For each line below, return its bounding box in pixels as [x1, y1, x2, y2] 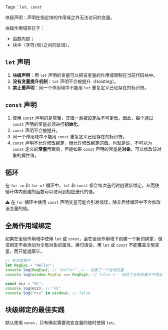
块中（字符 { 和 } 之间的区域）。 [12, 42, 72, 48]
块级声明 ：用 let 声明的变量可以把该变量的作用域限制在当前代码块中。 [12, 72, 158, 78]
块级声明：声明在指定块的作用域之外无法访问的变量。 [5, 14, 115, 20]
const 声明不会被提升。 [12, 127, 60, 133]
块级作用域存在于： [5, 25, 45, 31]
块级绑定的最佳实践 [5, 306, 64, 314]
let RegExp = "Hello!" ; [5, 263, 55, 268]
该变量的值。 [5, 206, 31, 212]
